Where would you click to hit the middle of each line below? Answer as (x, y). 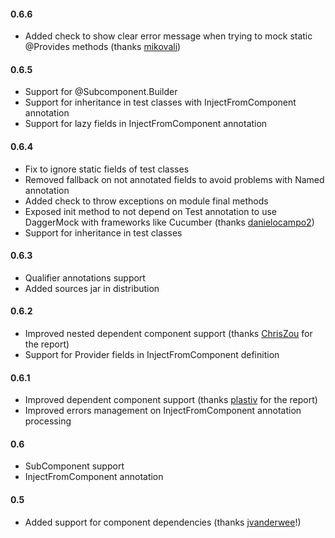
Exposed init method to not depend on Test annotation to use (150, 211)
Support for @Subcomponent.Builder (101, 92)
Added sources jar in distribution (92, 288)
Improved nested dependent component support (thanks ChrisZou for (168, 334)
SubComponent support (74, 466)
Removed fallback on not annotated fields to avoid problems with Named (174, 179)
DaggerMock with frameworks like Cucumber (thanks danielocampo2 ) (169, 222)
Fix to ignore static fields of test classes (107, 169)
